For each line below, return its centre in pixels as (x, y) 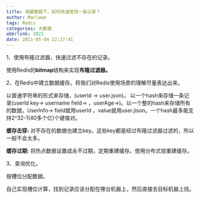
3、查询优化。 (24, 163)
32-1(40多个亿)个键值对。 (49, 118)
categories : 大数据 (29, 28)
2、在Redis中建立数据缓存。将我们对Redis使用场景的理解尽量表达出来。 (95, 83)
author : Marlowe (26, 17)
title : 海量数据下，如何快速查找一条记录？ (53, 12)
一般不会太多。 (24, 138)
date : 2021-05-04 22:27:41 (40, 39)
